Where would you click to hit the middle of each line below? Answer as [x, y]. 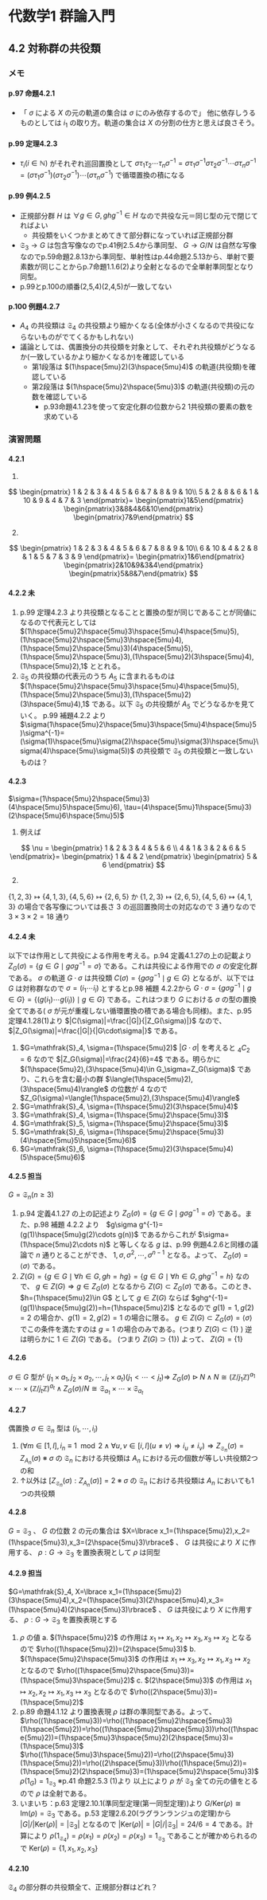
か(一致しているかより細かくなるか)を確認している [102, 357]
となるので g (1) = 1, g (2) [215, 1307]
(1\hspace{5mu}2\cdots [58, 1244]
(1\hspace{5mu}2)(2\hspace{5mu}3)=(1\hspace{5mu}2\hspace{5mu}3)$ [139, 1771]
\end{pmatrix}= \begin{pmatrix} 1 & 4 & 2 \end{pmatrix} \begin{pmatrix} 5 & [133, 857]
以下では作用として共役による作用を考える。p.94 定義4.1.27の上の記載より [130, 956]
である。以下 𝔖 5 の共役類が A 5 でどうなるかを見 [170, 705]
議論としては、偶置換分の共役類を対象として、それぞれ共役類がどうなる [137, 347]
